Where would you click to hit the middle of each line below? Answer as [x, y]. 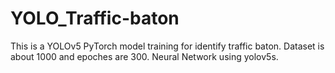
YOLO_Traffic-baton [95, 18]
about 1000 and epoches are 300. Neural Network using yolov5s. [144, 56]
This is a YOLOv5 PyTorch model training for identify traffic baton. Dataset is [167, 46]
